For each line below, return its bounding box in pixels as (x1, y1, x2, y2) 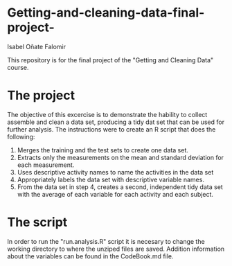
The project (7, 88, 75, 103)
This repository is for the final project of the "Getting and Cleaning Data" (7, 55, 214, 64)
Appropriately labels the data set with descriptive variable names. (17, 175, 204, 184)
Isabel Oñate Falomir (7, 42, 66, 51)
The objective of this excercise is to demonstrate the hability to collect (7, 110, 208, 118)
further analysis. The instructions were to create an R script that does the (7, 125, 216, 133)
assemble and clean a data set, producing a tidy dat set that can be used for (7, 118, 225, 126)
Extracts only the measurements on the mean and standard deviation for (17, 153, 224, 161)
